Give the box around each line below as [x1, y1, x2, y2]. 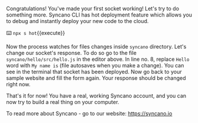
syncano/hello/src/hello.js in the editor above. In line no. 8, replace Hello [6, 56, 190, 63]
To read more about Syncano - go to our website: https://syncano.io [6, 110, 173, 117]
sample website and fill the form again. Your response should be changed [6, 75, 186, 82]
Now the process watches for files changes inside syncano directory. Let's [6, 43, 187, 50]
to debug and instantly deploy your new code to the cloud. [6, 18, 149, 24]
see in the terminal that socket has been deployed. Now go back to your [6, 68, 182, 75]
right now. [6, 81, 31, 88]
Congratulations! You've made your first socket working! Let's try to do [6, 5, 180, 12]
